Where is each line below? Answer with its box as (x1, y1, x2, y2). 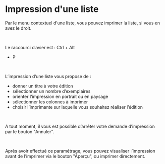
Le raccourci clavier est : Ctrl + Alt (5, 44, 75, 50)
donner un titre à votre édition (12, 83, 73, 89)
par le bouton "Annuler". (5, 128, 55, 135)
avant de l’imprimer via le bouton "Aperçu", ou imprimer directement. (5, 153, 146, 159)
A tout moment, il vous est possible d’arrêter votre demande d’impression (5, 123, 155, 129)
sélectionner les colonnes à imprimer (12, 98, 88, 105)
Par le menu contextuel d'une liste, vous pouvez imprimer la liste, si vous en (5, 20, 160, 26)
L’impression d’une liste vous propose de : (5, 73, 92, 79)
